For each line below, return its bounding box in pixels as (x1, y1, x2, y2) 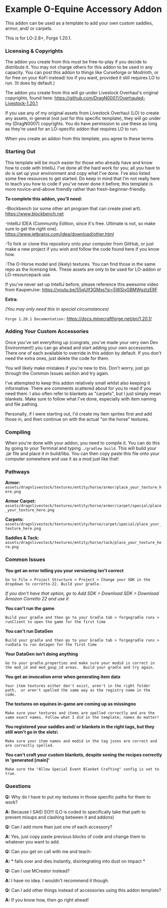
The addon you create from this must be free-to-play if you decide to (5, 59, 147, 65)
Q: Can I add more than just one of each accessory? (5, 824, 113, 830)
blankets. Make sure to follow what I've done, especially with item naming (5, 396, 157, 402)
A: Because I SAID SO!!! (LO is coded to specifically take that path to (5, 809, 146, 815)
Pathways (5, 468, 30, 475)
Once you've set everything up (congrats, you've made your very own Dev (5, 339, 159, 345)
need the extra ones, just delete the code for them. (5, 355, 110, 361)
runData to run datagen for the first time (5, 642, 97, 647)
